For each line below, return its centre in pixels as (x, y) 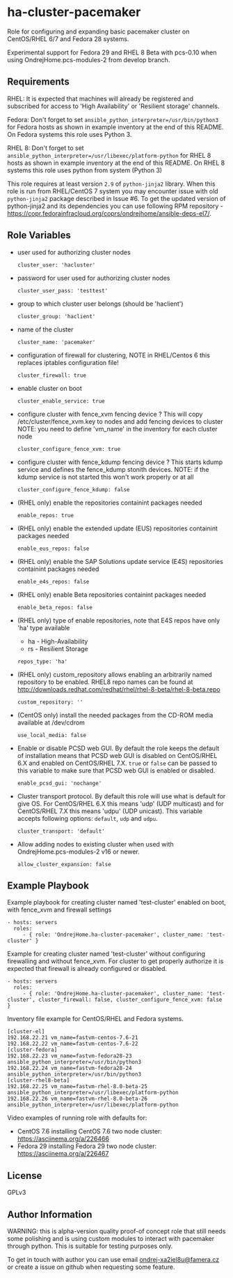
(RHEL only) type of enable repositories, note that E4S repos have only (119, 620)
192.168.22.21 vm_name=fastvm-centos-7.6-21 (73, 1038)
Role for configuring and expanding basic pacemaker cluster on (98, 31)
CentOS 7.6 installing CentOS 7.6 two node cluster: (89, 1131)
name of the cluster (45, 329)
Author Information (50, 1214)
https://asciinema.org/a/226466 (63, 1139)
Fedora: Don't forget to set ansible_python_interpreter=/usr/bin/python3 (113, 119)
